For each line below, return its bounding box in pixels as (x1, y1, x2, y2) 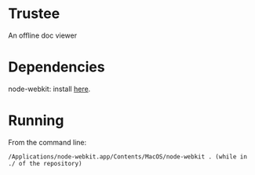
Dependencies (8, 58, 105, 76)
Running (8, 111, 64, 129)
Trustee (8, 5, 60, 23)
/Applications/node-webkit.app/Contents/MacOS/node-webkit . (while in (8, 152, 247, 161)
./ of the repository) (8, 159, 82, 167)
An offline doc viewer (8, 31, 77, 40)
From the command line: (8, 137, 87, 147)
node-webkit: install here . (8, 84, 91, 93)
